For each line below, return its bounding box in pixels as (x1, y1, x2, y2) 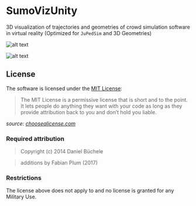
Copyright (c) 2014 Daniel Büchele (20, 148, 104, 155)
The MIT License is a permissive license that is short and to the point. (20, 96, 188, 103)
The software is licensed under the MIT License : (6, 85, 123, 92)
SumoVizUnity (6, 4, 78, 18)
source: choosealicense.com (6, 120, 76, 127)
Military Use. (6, 193, 37, 200)
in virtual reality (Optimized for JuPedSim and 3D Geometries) (6, 29, 152, 36)
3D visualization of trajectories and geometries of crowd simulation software (6, 23, 190, 30)
